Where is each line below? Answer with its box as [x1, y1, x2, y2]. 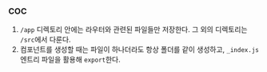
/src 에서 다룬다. [19, 34, 71, 45]
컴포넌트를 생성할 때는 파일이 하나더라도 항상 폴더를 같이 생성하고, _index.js [19, 45, 260, 54]
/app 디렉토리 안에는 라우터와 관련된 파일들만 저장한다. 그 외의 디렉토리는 [19, 25, 248, 34]
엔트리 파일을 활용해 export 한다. [19, 54, 122, 65]
